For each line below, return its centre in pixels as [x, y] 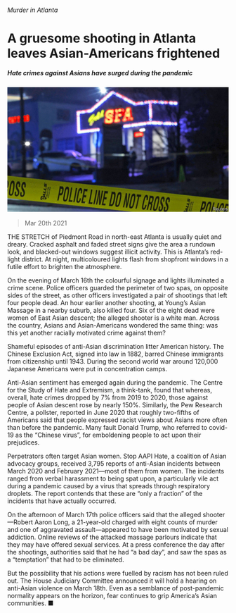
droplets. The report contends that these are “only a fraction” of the [105, 494]
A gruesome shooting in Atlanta [102, 38]
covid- [218, 428]
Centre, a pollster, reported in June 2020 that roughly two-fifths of [103, 413]
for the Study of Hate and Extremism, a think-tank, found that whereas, [110, 390]
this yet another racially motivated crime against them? [87, 333]
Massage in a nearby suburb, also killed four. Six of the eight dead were [111, 311]
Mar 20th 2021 [46, 223]
